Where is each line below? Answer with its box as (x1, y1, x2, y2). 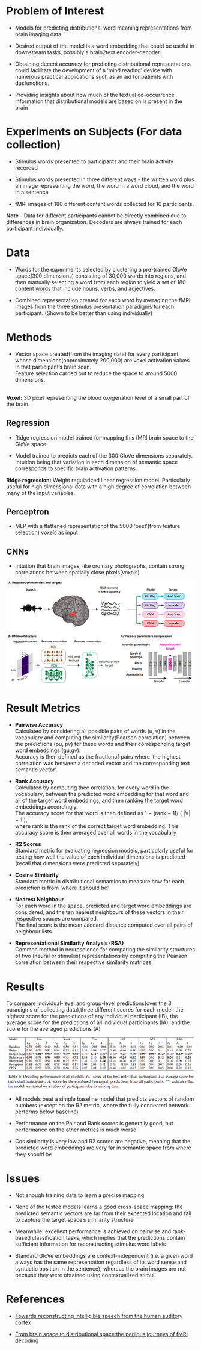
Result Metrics (6, 701, 81, 715)
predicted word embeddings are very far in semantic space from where (14, 1144, 192, 1151)
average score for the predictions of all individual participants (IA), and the (6, 1019, 190, 1026)
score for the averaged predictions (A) (6, 1025, 101, 1032)
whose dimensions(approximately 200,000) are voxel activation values (14, 356, 190, 364)
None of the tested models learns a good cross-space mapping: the (14, 1203, 183, 1211)
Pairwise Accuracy (14, 721, 63, 728)
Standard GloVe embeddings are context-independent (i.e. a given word (14, 1252, 193, 1260)
